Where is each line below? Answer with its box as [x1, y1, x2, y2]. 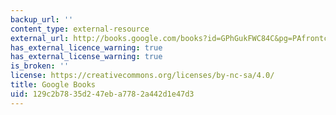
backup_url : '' [10, 14, 74, 25]
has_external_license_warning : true [10, 52, 163, 62]
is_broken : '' [10, 61, 70, 71]
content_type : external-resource [10, 24, 150, 34]
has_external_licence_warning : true [10, 42, 163, 53]
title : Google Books [10, 80, 97, 90]
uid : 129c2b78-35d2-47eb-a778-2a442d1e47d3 [10, 89, 195, 99]
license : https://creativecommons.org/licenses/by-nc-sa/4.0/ [10, 71, 275, 81]
